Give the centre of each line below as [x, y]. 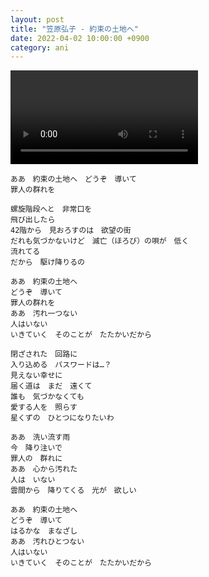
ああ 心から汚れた [44, 469]
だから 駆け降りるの [47, 262]
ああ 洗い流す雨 [40, 437]
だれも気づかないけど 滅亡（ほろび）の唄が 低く [100, 241]
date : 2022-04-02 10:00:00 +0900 [80, 38]
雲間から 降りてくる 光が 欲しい [73, 491]
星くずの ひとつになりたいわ [62, 418]
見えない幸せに [36, 376]
